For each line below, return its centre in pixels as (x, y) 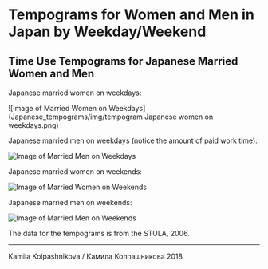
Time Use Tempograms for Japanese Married (123, 61)
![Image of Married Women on (58, 108)
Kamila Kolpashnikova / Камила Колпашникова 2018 (96, 256)
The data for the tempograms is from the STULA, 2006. (99, 233)
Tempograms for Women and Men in (132, 15)
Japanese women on (179, 117)
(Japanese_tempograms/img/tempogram (76, 117)
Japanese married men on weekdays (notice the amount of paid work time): (133, 140)
